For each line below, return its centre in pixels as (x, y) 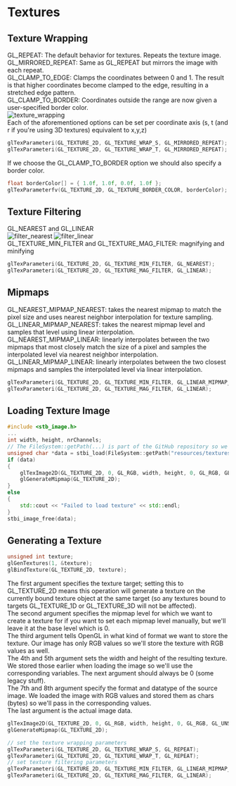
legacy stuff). (26, 681)
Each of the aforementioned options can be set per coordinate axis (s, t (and (118, 123)
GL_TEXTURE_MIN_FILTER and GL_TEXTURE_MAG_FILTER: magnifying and (116, 244)
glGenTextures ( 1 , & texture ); (50, 563)
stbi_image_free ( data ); (42, 518)
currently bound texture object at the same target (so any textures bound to (117, 598)
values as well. (29, 651)
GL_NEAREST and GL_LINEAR (51, 229)
